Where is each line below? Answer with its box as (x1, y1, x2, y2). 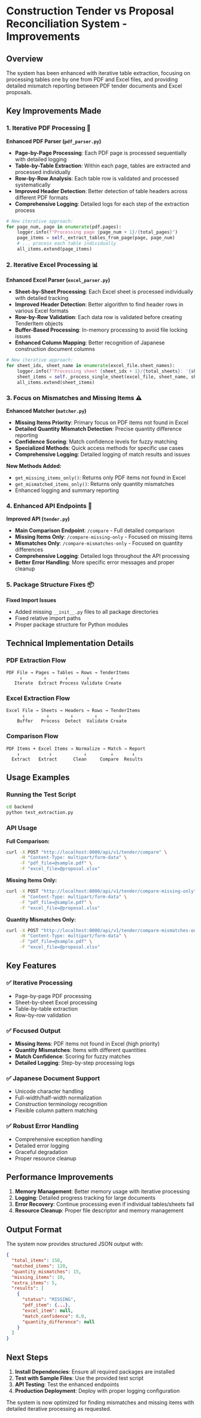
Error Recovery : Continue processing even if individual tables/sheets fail (14, 1201, 194, 1208)
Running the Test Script (6, 791, 77, 799)
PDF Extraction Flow (6, 656, 66, 664)
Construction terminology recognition (14, 1101, 108, 1108)
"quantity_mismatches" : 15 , (11, 1269, 82, 1275)
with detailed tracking (14, 295, 69, 302)
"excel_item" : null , (22, 1308, 74, 1314)
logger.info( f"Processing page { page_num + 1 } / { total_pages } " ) (17, 229, 178, 235)
